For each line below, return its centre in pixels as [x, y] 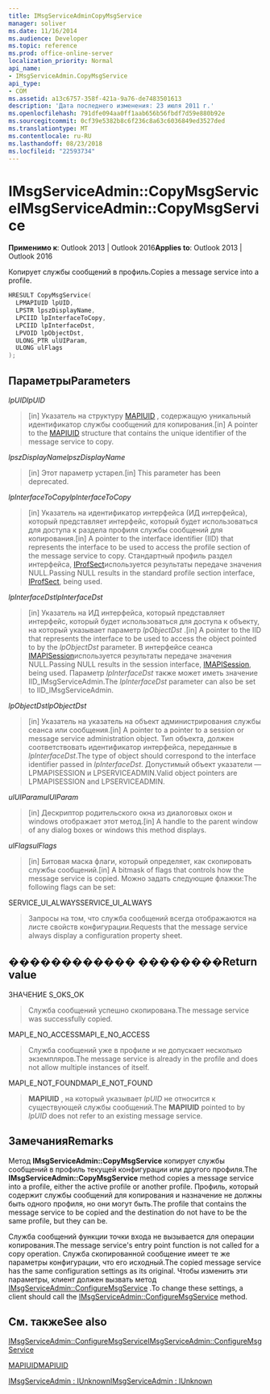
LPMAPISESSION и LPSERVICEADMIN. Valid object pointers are [133, 773]
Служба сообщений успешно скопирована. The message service [139, 1010]
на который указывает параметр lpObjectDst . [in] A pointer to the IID [145, 630]
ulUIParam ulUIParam [44, 797]
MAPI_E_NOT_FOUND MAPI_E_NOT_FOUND [81, 1083]
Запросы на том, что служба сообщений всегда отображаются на [142, 918]
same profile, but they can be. [58, 1220]
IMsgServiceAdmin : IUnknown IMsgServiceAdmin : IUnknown [110, 1381]
